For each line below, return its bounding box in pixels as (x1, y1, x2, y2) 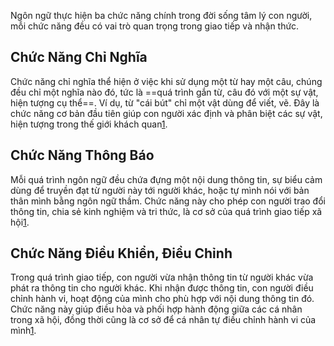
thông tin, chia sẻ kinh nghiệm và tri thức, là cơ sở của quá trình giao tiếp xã (10, 205, 323, 217)
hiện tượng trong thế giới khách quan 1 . (10, 118, 168, 130)
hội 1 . (10, 216, 30, 228)
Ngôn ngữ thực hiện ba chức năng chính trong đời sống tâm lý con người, (10, 10, 313, 21)
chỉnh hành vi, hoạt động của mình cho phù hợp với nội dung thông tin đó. (10, 293, 315, 305)
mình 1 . (10, 325, 37, 337)
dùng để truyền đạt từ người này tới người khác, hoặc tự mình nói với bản (10, 184, 310, 196)
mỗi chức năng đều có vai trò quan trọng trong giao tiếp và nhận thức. (10, 20, 300, 32)
